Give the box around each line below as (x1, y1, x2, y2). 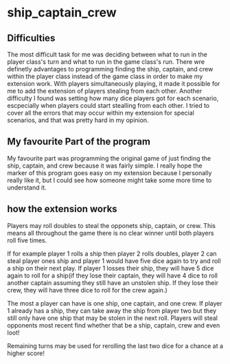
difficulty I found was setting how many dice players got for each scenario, (7, 94, 219, 102)
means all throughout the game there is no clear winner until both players (7, 229, 214, 237)
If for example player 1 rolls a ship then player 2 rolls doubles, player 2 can (7, 249, 217, 258)
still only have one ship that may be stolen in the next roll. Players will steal (7, 314, 218, 322)
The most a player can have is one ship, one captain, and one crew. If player (7, 299, 223, 307)
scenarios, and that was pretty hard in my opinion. (7, 116, 149, 124)
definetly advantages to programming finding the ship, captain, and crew (7, 65, 214, 73)
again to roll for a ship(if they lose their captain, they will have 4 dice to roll (7, 271, 218, 280)
